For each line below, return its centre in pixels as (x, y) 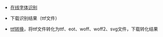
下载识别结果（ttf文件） (35, 18)
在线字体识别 (24, 7)
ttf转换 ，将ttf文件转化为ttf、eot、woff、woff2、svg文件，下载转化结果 (84, 29)
